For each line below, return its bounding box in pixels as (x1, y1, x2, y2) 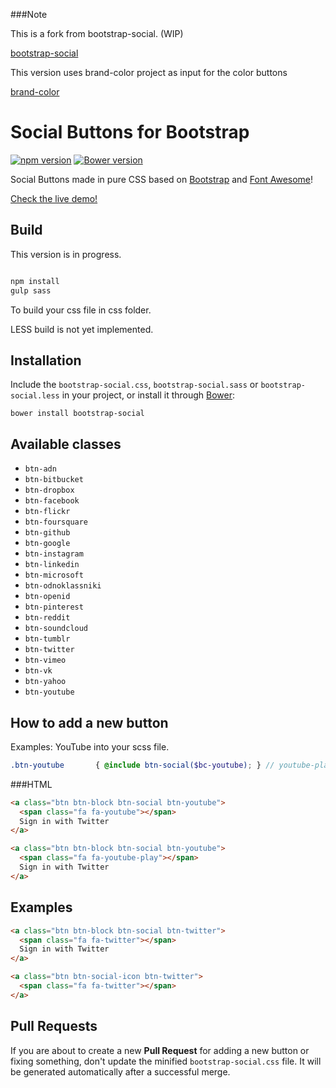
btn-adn (24, 464, 57, 474)
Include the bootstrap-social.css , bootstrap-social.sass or (10, 379, 259, 391)
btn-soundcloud (24, 624, 89, 634)
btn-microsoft (24, 570, 84, 581)
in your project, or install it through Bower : (61, 389, 236, 401)
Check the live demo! (10, 192, 98, 204)
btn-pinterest (24, 602, 84, 613)
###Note (10, 9, 48, 20)
